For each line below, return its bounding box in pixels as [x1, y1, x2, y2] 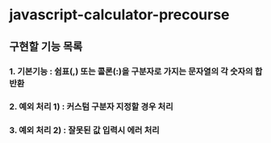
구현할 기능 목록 [9, 39, 83, 53]
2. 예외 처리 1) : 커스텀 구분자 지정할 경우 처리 [9, 101, 173, 112]
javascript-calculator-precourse [9, 6, 230, 24]
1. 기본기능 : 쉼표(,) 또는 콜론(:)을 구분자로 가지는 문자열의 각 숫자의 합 [9, 66, 263, 77]
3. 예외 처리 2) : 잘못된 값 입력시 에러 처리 [9, 125, 160, 136]
